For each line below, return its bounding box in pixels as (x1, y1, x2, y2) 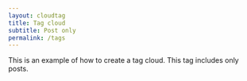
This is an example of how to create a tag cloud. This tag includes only (8, 56, 240, 65)
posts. (8, 64, 29, 74)
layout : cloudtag (8, 11, 66, 20)
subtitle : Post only (8, 26, 77, 34)
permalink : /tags (8, 33, 66, 42)
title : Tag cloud (8, 19, 66, 27)
